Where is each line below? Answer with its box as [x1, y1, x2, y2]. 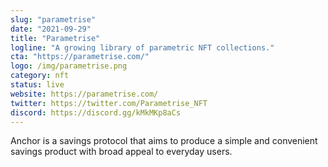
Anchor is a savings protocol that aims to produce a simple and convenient [10, 135, 318, 147]
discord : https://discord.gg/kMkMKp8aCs [10, 107, 182, 118]
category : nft [10, 71, 70, 81]
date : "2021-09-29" [10, 24, 92, 34]
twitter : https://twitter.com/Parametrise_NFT [10, 98, 208, 108]
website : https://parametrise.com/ [10, 89, 159, 99]
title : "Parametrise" [10, 33, 101, 43]
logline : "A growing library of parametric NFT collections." [10, 42, 275, 53]
